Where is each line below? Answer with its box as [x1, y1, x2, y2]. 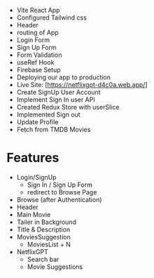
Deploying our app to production [16, 73, 111, 81]
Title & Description [16, 225, 71, 234]
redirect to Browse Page [27, 187, 97, 196]
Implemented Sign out [16, 110, 81, 119]
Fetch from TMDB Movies [16, 126, 91, 133]
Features [6, 150, 59, 166]
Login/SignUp [16, 173, 57, 181]
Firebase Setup [16, 66, 61, 74]
